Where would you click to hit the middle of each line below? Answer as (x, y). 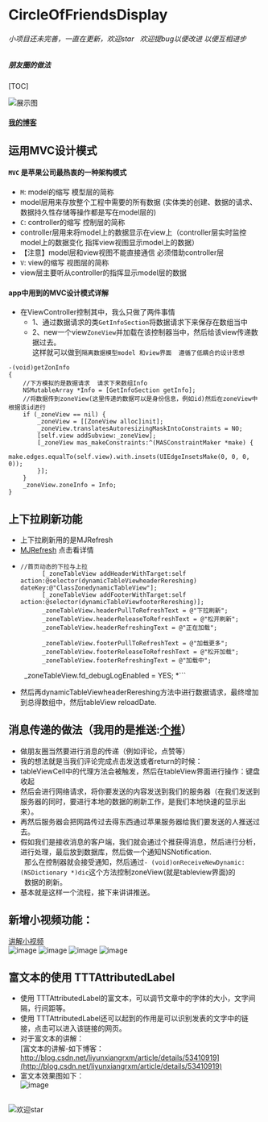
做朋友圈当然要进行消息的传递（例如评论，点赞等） (105, 751)
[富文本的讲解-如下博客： (62, 1049)
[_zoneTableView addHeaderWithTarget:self (114, 574)
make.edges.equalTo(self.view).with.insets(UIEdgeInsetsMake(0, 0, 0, (129, 457)
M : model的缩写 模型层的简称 (67, 192)
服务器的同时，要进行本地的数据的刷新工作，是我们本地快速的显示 (129, 801)
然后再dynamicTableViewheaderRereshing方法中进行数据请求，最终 (132, 692)
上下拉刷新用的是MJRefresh (66, 540)
